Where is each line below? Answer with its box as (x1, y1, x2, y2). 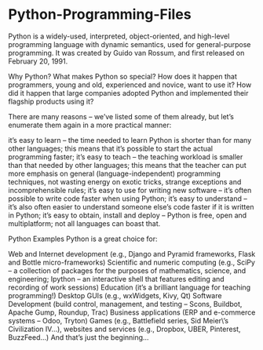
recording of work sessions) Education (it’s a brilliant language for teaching (8, 283, 251, 292)
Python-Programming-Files (8, 5, 192, 24)
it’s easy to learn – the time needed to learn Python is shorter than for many (8, 135, 252, 144)
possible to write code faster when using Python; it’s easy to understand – (8, 194, 247, 203)
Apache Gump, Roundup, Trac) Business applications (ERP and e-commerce (8, 308, 256, 317)
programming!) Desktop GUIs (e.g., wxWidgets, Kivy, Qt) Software (8, 290, 222, 300)
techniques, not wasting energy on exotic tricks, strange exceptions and (8, 177, 242, 186)
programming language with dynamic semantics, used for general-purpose (8, 39, 251, 49)
